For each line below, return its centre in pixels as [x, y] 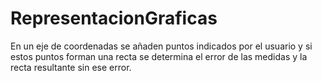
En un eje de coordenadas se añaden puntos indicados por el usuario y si [161, 46]
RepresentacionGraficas [114, 18]
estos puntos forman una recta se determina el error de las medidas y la [159, 56]
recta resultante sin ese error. [71, 67]
